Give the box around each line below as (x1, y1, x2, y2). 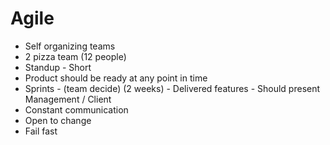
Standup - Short (24, 61, 92, 73)
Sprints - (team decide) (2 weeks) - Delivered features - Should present (24, 82, 321, 94)
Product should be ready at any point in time (24, 72, 208, 84)
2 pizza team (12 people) (24, 50, 127, 62)
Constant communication (24, 103, 129, 116)
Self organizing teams (24, 40, 116, 52)
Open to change (24, 114, 92, 126)
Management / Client (24, 93, 112, 105)
